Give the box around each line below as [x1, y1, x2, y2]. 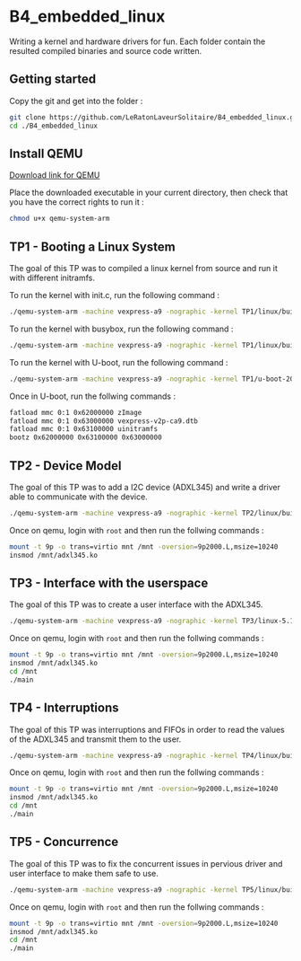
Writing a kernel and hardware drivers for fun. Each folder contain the [9, 36, 266, 47]
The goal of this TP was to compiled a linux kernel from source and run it [9, 263, 278, 273]
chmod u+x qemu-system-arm [9, 214, 110, 224]
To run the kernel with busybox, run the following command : [9, 323, 234, 334]
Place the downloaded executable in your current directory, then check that [9, 187, 288, 198]
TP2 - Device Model [9, 458, 122, 473]
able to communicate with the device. [9, 491, 148, 502]
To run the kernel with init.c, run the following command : [9, 290, 220, 300]
